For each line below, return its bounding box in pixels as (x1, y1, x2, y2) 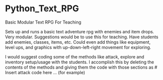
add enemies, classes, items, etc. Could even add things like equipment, (5, 39, 151, 45)
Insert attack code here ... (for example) (5, 69, 86, 75)
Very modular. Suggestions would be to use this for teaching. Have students (5, 34, 159, 40)
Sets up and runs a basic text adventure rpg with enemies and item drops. (5, 28, 154, 34)
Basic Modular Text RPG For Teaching (5, 19, 82, 25)
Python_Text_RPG (5, 3, 79, 14)
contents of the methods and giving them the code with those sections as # (5, 64, 158, 70)
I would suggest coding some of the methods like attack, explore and (5, 53, 144, 59)
